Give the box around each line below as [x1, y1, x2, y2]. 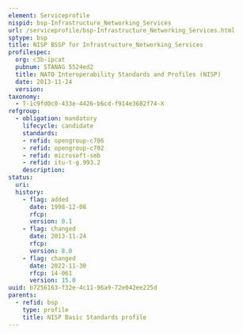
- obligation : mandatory [15, 115, 97, 123]
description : [22, 166, 66, 174]
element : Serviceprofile [8, 11, 90, 20]
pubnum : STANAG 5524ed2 [15, 63, 93, 71]
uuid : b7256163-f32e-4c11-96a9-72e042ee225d [8, 284, 158, 292]
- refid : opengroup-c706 [22, 136, 104, 145]
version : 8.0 [28, 247, 73, 255]
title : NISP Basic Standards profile [22, 313, 147, 321]
